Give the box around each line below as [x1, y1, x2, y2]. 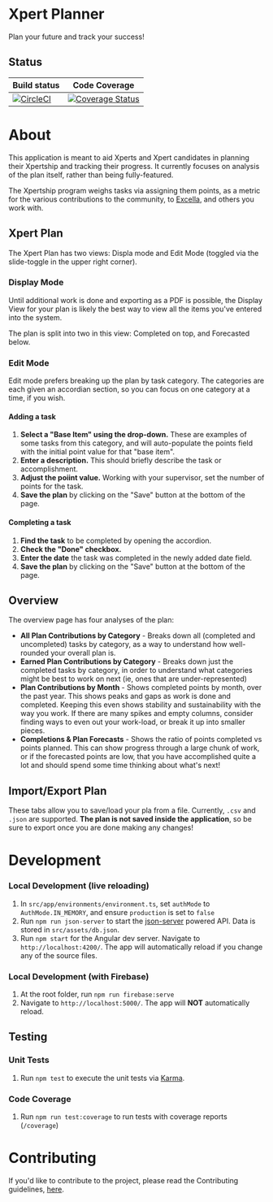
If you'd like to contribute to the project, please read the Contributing [8, 1175, 239, 1185]
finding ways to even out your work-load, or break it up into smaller [19, 717, 245, 727]
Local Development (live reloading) [8, 880, 149, 892]
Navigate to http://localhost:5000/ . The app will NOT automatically [19, 997, 250, 1008]
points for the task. [19, 481, 84, 492]
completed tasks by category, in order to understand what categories [19, 666, 253, 675]
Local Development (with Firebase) [8, 970, 149, 982]
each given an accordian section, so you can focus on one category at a [8, 384, 250, 394]
